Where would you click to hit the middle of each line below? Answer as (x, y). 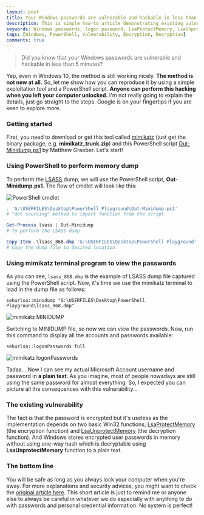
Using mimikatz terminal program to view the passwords (91, 263)
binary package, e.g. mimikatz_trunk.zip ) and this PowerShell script (92, 144)
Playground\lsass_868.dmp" (40, 306)
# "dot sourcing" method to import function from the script (85, 214)
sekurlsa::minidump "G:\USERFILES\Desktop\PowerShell (76, 301)
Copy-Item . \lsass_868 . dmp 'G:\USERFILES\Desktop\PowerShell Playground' (102, 242)
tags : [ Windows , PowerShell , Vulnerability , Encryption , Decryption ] (96, 35)
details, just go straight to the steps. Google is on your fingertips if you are (99, 102)
